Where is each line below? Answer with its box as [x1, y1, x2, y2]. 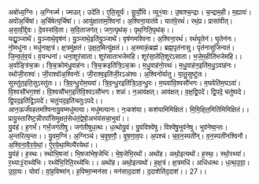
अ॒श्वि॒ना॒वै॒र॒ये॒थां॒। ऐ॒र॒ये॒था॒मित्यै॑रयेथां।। [8, 140, 98, 149]
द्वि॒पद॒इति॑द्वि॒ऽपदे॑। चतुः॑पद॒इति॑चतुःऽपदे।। [8, 96, 104, 105]
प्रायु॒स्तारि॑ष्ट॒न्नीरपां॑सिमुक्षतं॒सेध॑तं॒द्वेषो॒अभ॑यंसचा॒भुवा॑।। [8, 114, 130, 123]
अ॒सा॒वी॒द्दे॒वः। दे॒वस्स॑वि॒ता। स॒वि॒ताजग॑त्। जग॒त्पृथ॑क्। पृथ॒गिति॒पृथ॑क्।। [8, 25, 175, 35]
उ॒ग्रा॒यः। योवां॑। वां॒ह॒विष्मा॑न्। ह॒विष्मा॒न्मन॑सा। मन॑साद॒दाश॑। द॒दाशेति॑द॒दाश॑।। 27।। [8, 167, 207, 176]
